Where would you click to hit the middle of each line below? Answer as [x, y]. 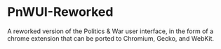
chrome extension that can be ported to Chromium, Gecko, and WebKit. [111, 38]
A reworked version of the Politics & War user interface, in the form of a [110, 31]
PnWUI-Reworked [60, 12]
